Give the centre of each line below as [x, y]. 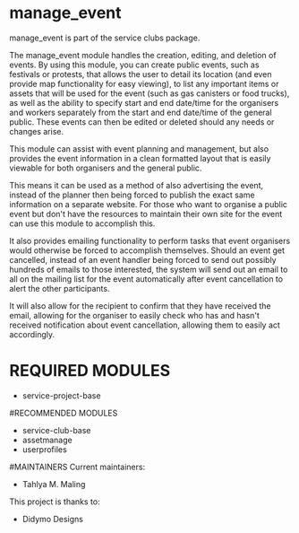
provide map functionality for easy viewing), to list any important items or [144, 83]
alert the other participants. [60, 288]
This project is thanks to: [55, 502]
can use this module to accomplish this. [82, 223]
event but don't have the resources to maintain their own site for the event [146, 214]
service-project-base [61, 395]
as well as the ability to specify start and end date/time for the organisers [144, 102]
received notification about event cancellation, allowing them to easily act [145, 325]
